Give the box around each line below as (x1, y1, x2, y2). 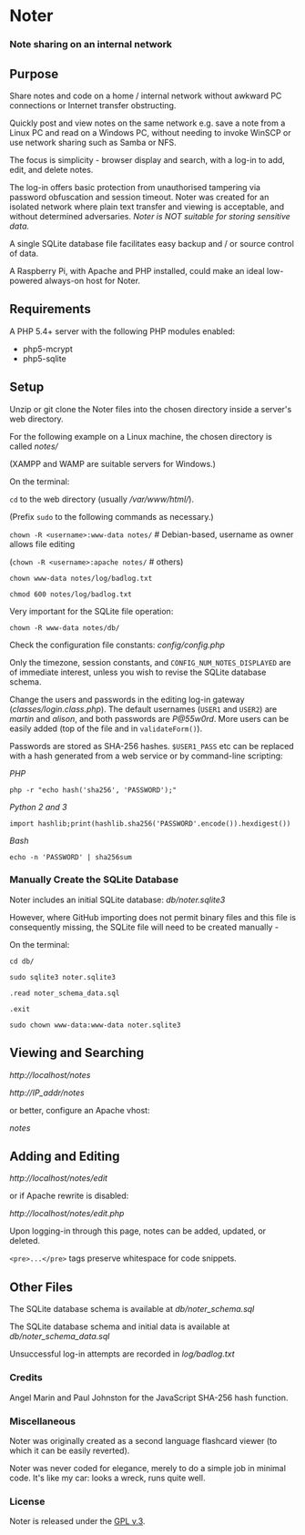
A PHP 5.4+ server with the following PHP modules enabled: (9, 325, 236, 337)
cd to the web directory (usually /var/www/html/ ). (9, 493, 194, 504)
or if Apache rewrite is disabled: (9, 1190, 129, 1202)
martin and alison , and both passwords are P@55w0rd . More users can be (9, 713, 290, 724)
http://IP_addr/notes (9, 1087, 85, 1098)
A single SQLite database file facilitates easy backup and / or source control (9, 238, 294, 249)
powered (9, 275, 43, 286)
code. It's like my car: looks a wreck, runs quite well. (9, 1472, 206, 1483)
